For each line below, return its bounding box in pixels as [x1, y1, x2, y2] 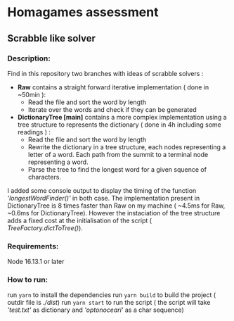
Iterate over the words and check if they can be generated [27, 105, 197, 113]
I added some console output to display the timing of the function [7, 186, 197, 194]
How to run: [7, 275, 48, 285]
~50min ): [17, 90, 46, 99]
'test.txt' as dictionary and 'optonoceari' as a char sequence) [7, 306, 184, 314]
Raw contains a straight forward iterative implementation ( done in [17, 82, 209, 92]
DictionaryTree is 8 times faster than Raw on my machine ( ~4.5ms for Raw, [7, 201, 226, 210]
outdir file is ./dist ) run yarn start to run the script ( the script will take [7, 298, 211, 307]
